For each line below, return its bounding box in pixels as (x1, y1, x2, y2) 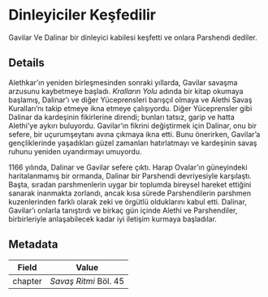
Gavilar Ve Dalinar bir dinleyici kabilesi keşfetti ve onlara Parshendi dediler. (8, 32, 257, 42)
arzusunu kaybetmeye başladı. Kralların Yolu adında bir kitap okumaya (8, 86, 244, 96)
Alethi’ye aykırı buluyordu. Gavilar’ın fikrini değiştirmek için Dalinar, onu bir (8, 120, 257, 131)
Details (8, 56, 45, 70)
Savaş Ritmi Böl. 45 (50, 275, 124, 286)
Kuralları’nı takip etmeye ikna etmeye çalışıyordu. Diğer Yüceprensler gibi (8, 103, 253, 113)
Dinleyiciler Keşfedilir (8, 6, 157, 24)
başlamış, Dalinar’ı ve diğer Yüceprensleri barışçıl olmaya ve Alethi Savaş (8, 95, 253, 105)
